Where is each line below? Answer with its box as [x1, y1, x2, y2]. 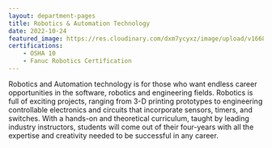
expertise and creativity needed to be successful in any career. [8, 130, 219, 140]
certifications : [8, 42, 63, 50]
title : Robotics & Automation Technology [8, 19, 151, 27]
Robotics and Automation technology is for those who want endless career [8, 78, 257, 89]
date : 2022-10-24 [8, 27, 67, 35]
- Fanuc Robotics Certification [23, 57, 132, 66]
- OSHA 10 [23, 49, 57, 57]
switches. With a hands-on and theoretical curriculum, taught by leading [8, 113, 249, 123]
